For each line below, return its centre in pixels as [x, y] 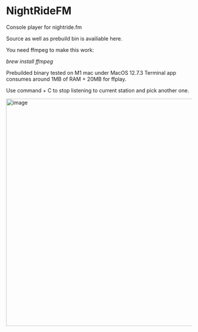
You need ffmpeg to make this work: [50, 50]
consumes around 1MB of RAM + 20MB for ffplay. [66, 79]
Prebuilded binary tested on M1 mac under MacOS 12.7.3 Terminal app [91, 72]
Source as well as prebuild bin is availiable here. [64, 38]
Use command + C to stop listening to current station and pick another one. [98, 90]
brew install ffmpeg [30, 61]
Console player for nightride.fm [44, 27]
